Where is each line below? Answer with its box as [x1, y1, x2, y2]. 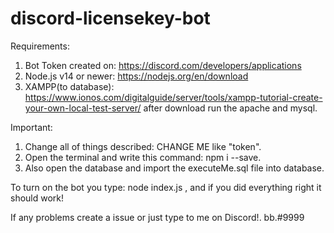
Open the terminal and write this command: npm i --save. [24, 151, 262, 163]
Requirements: [10, 40, 70, 52]
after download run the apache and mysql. [143, 102, 318, 114]
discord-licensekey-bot [10, 7, 211, 30]
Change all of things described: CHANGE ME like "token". [24, 140, 262, 152]
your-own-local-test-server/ [24, 102, 142, 114]
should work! [10, 192, 65, 204]
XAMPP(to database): [24, 80, 115, 92]
